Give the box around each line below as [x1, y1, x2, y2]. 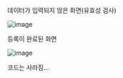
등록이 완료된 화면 [7, 34, 57, 43]
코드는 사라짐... [7, 63, 50, 72]
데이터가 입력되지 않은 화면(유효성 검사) [7, 6, 117, 14]
